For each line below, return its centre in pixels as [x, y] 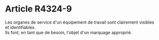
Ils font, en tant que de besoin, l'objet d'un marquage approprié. [69, 32]
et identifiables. [21, 27]
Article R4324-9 [38, 9]
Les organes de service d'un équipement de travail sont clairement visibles [80, 22]
